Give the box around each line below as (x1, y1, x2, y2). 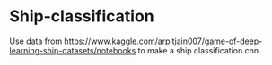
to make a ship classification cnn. (137, 45, 261, 55)
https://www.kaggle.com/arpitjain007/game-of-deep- (64, 36, 263, 46)
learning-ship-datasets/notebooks (9, 45, 136, 55)
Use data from (9, 36, 63, 46)
